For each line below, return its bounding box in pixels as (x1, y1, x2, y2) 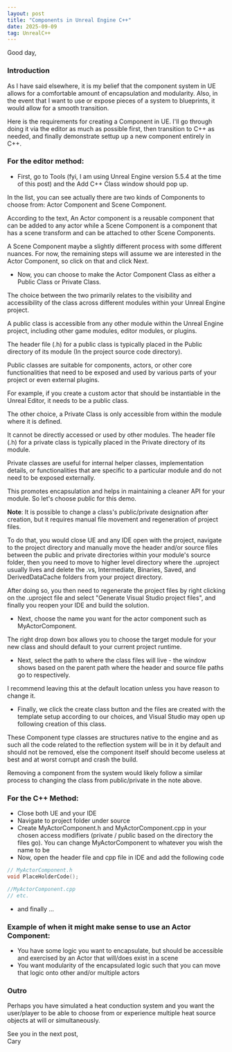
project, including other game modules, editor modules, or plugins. (7, 327, 197, 335)
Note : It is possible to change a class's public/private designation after (7, 508, 209, 516)
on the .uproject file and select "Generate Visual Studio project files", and (7, 594, 216, 602)
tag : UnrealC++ (7, 29, 51, 37)
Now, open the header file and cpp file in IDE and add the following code (17, 854, 224, 862)
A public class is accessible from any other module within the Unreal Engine (7, 319, 224, 327)
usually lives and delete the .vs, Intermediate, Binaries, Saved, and (7, 565, 196, 574)
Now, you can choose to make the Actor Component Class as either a (17, 270, 216, 278)
